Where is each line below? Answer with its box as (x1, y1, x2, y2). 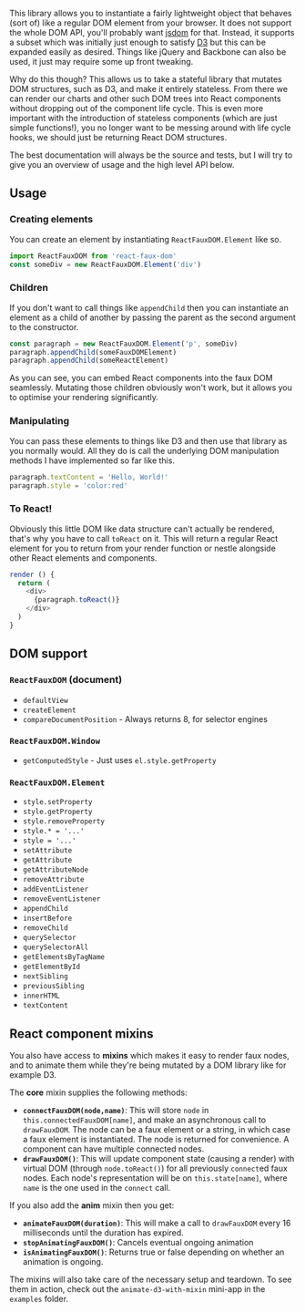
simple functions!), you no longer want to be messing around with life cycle (9, 122, 291, 133)
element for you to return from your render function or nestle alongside (9, 543, 276, 553)
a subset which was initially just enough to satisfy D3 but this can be (9, 36, 267, 47)
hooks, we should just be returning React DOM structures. (9, 132, 228, 142)
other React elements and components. (9, 552, 158, 563)
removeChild (22, 924, 68, 933)
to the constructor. (9, 321, 79, 332)
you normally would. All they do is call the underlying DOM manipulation (9, 445, 280, 456)
